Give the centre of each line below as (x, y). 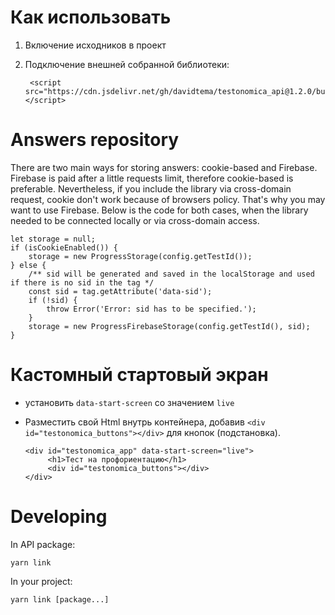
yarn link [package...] (60, 599)
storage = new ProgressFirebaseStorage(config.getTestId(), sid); (169, 326)
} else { (28, 265)
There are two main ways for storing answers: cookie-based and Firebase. (164, 167)
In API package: (43, 544)
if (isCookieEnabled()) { (64, 247)
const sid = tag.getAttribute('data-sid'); (120, 291)
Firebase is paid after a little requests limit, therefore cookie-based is (152, 178)
